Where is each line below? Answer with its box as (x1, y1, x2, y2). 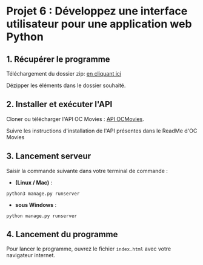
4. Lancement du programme (6, 229, 118, 240)
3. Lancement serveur (6, 151, 92, 162)
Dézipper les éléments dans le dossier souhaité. (6, 82, 126, 89)
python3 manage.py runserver (6, 191, 80, 197)
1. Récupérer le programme (6, 54, 110, 64)
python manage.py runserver (6, 213, 78, 219)
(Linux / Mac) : (15, 178, 53, 186)
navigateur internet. (6, 252, 56, 259)
